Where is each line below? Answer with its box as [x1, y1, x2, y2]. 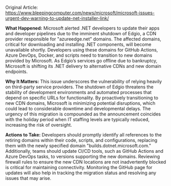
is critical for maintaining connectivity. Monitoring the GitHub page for [5, 165, 153, 170]
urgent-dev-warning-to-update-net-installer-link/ [5, 15, 109, 21]
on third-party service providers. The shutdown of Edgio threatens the [5, 84, 154, 90]
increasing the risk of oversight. [5, 122, 73, 128]
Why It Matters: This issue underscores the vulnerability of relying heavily [5, 79, 162, 84]
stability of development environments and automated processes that [5, 89, 152, 95]
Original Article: [5, 5, 38, 10]
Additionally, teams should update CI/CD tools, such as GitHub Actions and [5, 148, 164, 154]
